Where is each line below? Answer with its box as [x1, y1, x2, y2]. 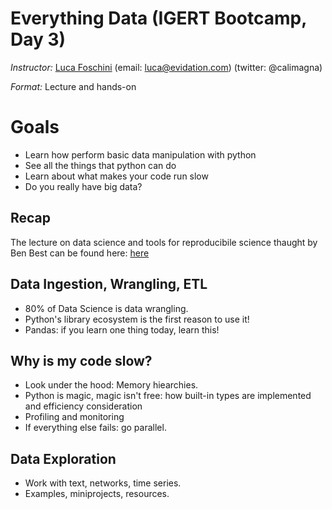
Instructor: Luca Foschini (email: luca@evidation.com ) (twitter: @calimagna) [10, 61, 323, 73]
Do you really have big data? [24, 180, 143, 192]
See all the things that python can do [24, 159, 177, 171]
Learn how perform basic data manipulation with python [24, 148, 257, 161]
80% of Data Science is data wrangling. [24, 302, 189, 314]
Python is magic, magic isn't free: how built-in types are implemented [24, 390, 312, 402]
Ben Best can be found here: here [10, 247, 150, 259]
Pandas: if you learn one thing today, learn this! [24, 323, 220, 336]
